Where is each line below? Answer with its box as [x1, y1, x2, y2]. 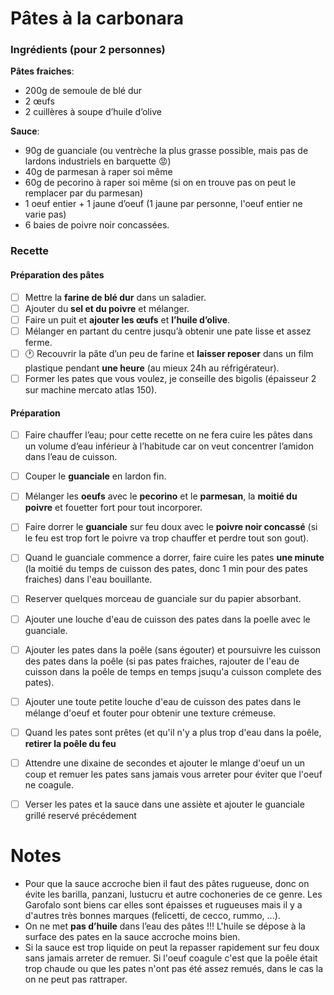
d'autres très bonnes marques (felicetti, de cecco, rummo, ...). [24, 909, 281, 921]
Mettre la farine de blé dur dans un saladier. [24, 291, 207, 303]
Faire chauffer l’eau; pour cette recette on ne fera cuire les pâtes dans [24, 429, 313, 441]
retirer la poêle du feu [24, 737, 117, 749]
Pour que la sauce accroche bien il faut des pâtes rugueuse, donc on [24, 877, 310, 889]
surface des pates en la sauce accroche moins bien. [24, 930, 241, 942]
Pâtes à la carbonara [10, 7, 185, 30]
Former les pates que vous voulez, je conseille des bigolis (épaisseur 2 [24, 372, 317, 384]
